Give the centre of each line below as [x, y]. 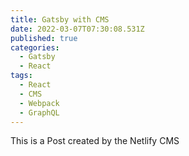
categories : [35, 47]
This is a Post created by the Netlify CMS [95, 141]
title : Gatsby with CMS [60, 19]
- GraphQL [39, 112]
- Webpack [39, 103]
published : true [44, 38]
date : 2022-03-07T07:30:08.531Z [77, 29]
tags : [21, 76]
